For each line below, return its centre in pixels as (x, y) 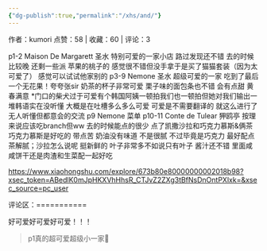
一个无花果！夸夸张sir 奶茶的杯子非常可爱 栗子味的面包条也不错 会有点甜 (126, 86)
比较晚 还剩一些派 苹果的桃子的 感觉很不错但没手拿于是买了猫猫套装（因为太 (133, 66)
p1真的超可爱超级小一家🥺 (68, 238)
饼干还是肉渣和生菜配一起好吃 (64, 155)
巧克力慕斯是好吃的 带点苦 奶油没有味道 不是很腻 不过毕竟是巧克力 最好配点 (132, 135)
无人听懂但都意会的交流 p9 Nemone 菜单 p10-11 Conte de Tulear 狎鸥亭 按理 (132, 115)
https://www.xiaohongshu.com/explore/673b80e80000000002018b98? (126, 171)
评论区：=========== (48, 204)
